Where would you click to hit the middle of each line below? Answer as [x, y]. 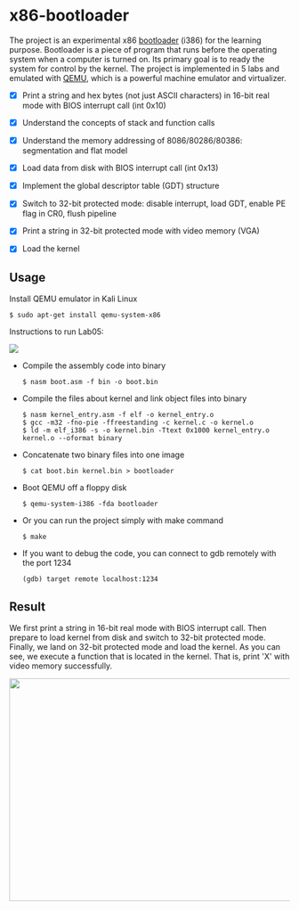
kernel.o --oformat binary [72, 439]
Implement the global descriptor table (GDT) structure [121, 186]
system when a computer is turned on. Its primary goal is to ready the [137, 59]
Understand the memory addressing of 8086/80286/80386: [132, 141]
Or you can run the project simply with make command [123, 521]
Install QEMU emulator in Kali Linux [73, 299]
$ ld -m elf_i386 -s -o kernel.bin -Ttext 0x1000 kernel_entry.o [145, 430]
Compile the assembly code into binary [94, 365]
